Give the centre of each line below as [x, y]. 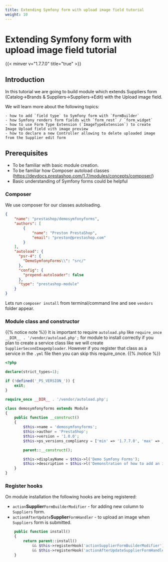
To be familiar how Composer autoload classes [61, 170]
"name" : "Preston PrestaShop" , [64, 233]
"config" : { [31, 270]
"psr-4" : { [30, 256]
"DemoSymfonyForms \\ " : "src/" [54, 261]
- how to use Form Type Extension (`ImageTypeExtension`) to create [78, 125]
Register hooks [24, 486]
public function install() [42, 532]
